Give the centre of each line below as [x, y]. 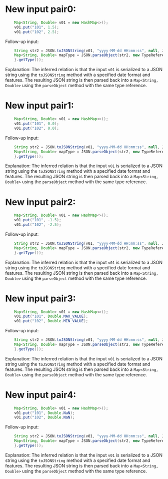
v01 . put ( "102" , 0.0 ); [36, 128]
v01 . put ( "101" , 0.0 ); [36, 124]
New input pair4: [41, 395]
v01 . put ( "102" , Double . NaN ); [44, 417]
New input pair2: [40, 202]
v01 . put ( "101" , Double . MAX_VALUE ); [51, 316]
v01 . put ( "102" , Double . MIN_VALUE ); [51, 321]
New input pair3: [40, 298]
